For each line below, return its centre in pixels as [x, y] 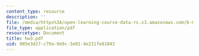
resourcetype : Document [36, 33]
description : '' [26, 17]
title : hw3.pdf [25, 38]
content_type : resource [36, 11]
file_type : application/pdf [41, 28]
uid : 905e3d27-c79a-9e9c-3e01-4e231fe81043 [61, 44]
